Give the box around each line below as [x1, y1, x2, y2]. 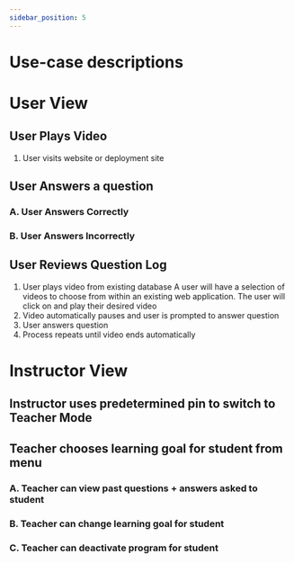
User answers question [22, 319, 109, 330]
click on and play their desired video [22, 300, 157, 311]
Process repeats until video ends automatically [22, 329, 196, 340]
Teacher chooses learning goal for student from [9, 441, 283, 456]
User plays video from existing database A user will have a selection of [22, 281, 285, 292]
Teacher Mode [9, 410, 93, 425]
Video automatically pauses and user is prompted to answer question [22, 309, 280, 320]
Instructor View [9, 361, 129, 381]
